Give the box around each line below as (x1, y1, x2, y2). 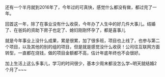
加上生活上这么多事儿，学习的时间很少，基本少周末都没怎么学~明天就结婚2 (5, 61, 157, 66)
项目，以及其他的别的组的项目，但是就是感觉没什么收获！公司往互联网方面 (9, 44, 160, 49)
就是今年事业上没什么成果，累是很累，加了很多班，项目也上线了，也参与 (5, 38, 151, 43)
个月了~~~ (5, 67, 27, 73)
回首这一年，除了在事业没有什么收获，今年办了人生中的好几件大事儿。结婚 (5, 21, 156, 27)
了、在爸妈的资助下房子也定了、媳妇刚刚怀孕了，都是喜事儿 (5, 27, 126, 33)
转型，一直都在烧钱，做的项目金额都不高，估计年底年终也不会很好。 (5, 50, 143, 56)
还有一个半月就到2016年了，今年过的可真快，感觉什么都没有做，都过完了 (5, 4, 153, 10)
